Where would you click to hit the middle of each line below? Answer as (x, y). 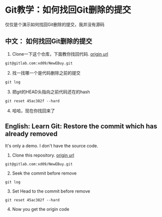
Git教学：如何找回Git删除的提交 (68, 10)
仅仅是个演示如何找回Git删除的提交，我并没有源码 (55, 24)
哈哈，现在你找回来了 (33, 111)
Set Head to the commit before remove (51, 191)
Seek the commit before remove (44, 173)
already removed (31, 134)
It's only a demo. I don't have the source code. (52, 146)
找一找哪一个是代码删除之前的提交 (46, 73)
